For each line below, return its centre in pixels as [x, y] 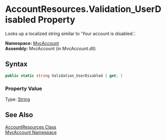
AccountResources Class [31, 127]
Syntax [16, 64]
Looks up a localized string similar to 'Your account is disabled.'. [70, 33]
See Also [19, 115]
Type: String [18, 99]
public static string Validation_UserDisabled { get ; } [64, 76]
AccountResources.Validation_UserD [83, 9]
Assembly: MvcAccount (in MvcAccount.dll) [51, 48]
